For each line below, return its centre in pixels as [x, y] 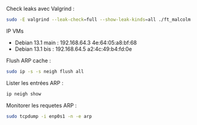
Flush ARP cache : [29, 60]
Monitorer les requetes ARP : [41, 105]
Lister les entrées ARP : [35, 83]
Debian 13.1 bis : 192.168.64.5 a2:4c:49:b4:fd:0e [73, 49]
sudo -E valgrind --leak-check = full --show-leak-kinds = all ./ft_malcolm [98, 20]
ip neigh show [24, 94]
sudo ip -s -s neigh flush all [45, 71]
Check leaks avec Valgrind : [40, 9]
